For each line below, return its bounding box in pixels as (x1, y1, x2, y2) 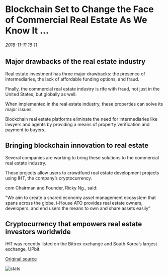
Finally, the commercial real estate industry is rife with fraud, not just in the (5, 85, 160, 91)
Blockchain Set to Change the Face (5, 4, 154, 15)
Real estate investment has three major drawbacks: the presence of (5, 70, 146, 76)
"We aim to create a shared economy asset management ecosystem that (5, 195, 156, 201)
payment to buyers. (5, 127, 46, 133)
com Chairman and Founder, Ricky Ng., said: (5, 185, 98, 191)
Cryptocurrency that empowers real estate (5, 220, 142, 228)
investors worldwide (5, 228, 71, 236)
